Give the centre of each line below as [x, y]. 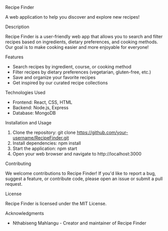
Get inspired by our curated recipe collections [60, 83]
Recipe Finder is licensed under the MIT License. [56, 204]
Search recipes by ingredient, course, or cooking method [72, 67]
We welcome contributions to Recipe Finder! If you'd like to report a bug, [81, 173]
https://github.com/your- [102, 132]
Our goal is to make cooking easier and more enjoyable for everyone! [77, 47]
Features [14, 57]
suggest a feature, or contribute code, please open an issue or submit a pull [84, 179]
